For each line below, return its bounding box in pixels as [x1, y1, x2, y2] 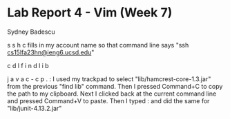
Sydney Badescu [7, 28, 55, 36]
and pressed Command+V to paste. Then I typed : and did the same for [7, 96, 210, 105]
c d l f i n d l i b [7, 61, 50, 69]
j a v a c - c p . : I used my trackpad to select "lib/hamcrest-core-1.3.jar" [7, 74, 211, 83]
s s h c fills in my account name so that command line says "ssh [7, 41, 189, 49]
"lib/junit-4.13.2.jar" [7, 104, 62, 112]
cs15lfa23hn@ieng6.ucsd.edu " [7, 48, 95, 56]
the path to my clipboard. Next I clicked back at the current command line [7, 89, 217, 98]
